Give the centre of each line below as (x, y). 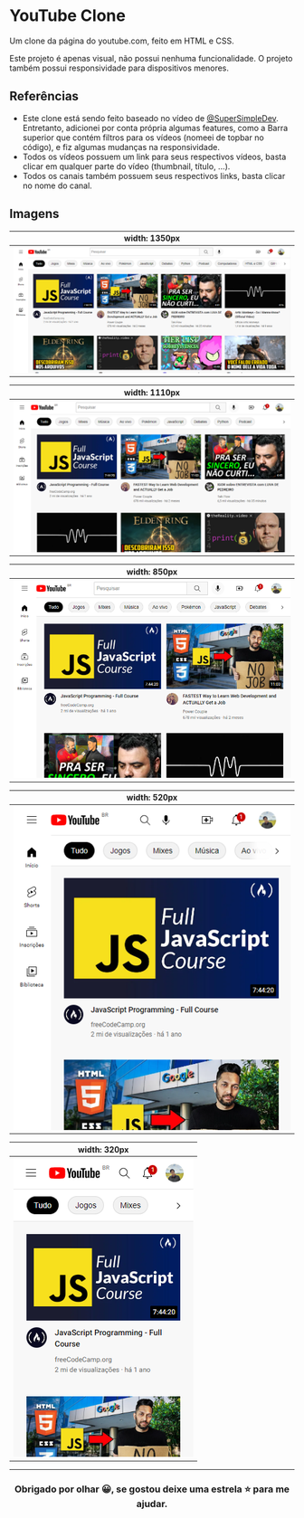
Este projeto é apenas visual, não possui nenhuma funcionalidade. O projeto (151, 58)
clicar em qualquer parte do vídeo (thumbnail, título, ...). (126, 166)
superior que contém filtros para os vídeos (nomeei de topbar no (143, 138)
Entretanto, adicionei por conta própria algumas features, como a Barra (155, 128)
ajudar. (152, 1504)
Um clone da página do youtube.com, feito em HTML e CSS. (122, 41)
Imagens (34, 214)
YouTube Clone (68, 16)
